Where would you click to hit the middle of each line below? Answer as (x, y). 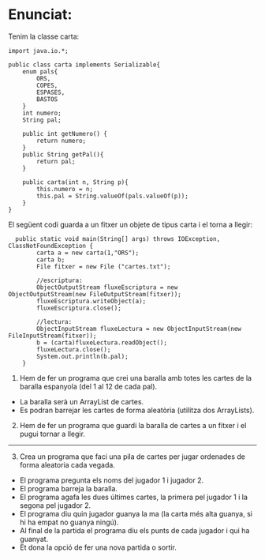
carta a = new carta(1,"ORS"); (88, 253)
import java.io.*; (38, 51)
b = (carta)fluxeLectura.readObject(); (102, 342)
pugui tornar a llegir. (52, 434)
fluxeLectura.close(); (74, 349)
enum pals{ (40, 71)
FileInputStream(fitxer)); (52, 336)
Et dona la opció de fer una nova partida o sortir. (98, 547)
